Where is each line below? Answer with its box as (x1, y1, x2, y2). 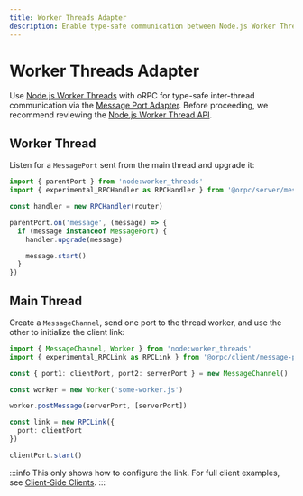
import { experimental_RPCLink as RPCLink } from (9, 352, 200, 361)
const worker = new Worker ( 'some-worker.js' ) (9, 385, 183, 394)
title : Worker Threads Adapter (9, 13, 127, 23)
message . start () (25, 251, 87, 260)
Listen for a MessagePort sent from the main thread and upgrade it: (9, 160, 255, 171)
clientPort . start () (9, 451, 83, 460)
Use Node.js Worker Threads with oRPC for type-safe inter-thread (9, 90, 255, 101)
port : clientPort (17, 426, 83, 435)
